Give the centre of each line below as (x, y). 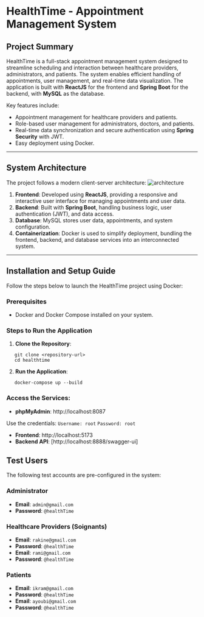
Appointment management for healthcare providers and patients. (96, 117)
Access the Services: (39, 398)
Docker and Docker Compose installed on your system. (84, 314)
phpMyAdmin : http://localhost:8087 (60, 411)
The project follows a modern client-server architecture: (76, 182)
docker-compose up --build (49, 383)
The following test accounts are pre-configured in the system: (84, 475)
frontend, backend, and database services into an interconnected (97, 239)
